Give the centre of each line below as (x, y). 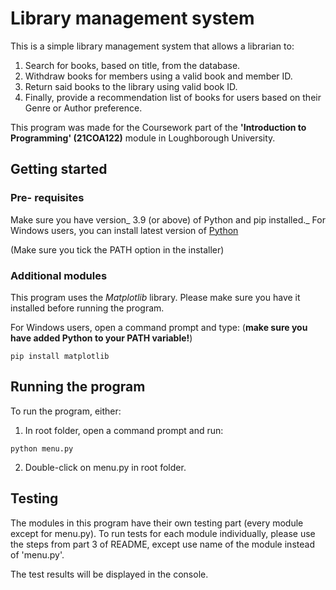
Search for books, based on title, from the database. (132, 65)
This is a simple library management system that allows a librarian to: (152, 46)
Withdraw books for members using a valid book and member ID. (158, 76)
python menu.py (42, 448)
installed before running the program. (87, 308)
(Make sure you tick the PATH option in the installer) (117, 249)
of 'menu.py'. (37, 554)
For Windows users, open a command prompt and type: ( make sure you (159, 327)
